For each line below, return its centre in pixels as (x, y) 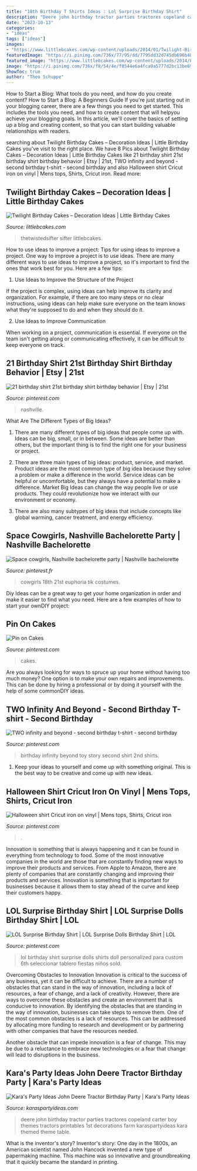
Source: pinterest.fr (30, 571)
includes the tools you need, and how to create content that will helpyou (93, 113)
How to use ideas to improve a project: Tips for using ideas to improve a (93, 249)
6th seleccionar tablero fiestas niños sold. (71, 963)
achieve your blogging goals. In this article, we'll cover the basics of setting (97, 119)
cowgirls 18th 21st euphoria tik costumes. (70, 582)
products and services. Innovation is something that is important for (88, 880)
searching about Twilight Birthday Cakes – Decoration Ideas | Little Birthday (97, 143)
